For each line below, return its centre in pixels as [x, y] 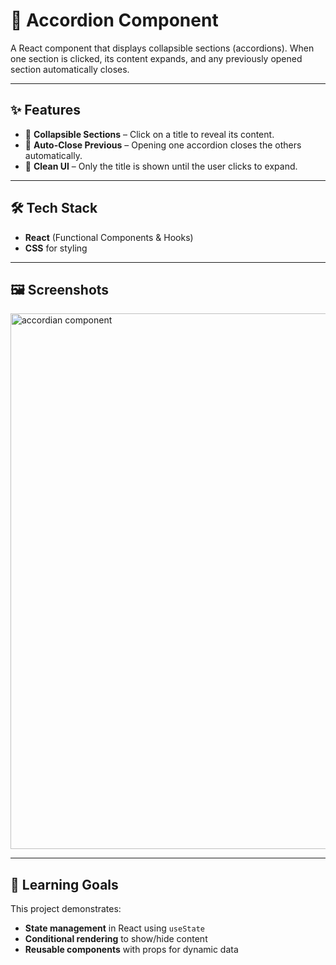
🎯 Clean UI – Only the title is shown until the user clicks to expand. [161, 166]
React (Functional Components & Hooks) [109, 237]
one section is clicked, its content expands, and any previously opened [156, 58]
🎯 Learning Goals [64, 884]
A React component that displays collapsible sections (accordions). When [162, 48]
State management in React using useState [114, 928]
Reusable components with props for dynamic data [131, 950]
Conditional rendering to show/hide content [116, 939]
